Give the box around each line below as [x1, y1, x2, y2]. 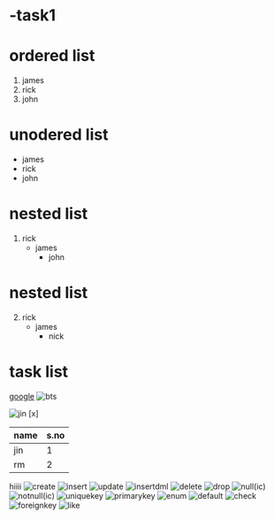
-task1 [9, 5, 56, 26]
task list [9, 362, 69, 382]
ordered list [9, 46, 95, 66]
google [9, 391, 35, 401]
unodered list [9, 125, 109, 145]
